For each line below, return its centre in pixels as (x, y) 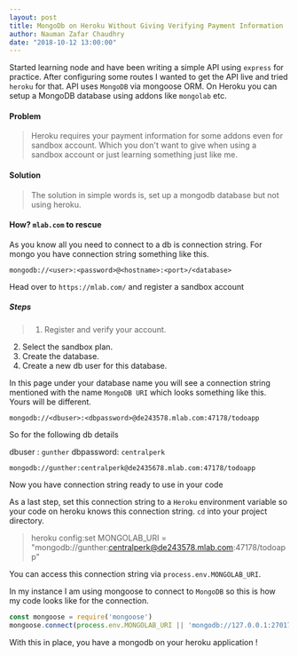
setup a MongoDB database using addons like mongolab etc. (118, 96)
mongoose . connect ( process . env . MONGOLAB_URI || (97, 625)
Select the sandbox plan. (67, 347)
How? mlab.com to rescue (55, 225)
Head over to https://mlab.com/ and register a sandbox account (127, 286)
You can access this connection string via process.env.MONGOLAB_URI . (135, 573)
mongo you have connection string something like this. (110, 253)
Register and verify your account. (105, 329)
